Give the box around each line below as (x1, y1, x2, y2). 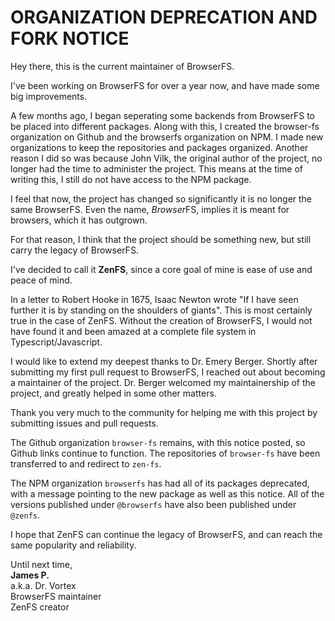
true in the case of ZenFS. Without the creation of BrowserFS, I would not (10, 314, 313, 326)
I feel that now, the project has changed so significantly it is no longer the (10, 192, 313, 205)
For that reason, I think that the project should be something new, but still (10, 233, 312, 245)
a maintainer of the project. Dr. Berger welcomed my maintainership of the (10, 376, 316, 388)
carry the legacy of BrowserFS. (10, 244, 139, 256)
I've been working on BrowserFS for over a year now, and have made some (10, 79, 320, 91)
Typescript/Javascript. (10, 336, 103, 348)
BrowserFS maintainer (10, 590, 102, 602)
